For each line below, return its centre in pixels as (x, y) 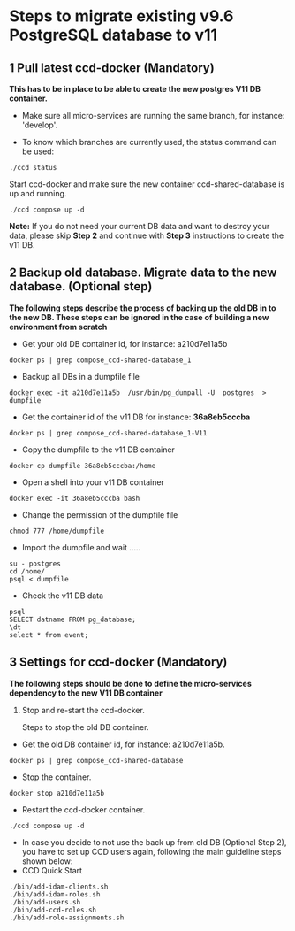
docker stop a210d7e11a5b (57, 793)
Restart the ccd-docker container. (83, 809)
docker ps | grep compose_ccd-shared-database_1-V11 (108, 433)
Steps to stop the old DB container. (85, 727)
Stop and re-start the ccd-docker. (83, 710)
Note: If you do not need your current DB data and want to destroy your (140, 226)
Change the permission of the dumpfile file (100, 514)
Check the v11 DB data (63, 596)
